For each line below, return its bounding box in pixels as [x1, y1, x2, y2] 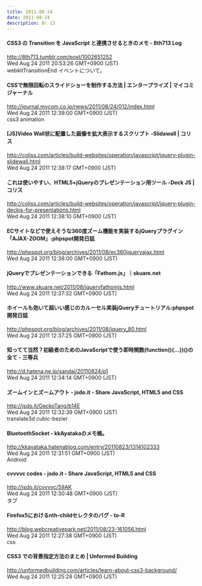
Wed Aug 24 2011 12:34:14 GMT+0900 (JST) [7, 374, 117, 381]
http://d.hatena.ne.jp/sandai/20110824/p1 [7, 368, 108, 375]
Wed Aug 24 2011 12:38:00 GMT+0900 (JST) [7, 255, 118, 262]
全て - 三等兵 [7, 354, 38, 361]
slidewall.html [7, 158, 41, 165]
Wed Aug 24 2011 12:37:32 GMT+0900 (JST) [7, 289, 117, 297]
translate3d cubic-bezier [7, 415, 68, 422]
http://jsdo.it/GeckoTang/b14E [7, 402, 80, 410]
